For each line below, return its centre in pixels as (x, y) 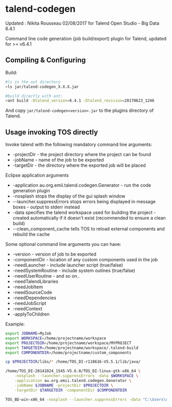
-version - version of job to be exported (54, 254)
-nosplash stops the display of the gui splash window (69, 196)
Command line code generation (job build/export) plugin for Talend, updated (86, 38)
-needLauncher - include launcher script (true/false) (68, 265)
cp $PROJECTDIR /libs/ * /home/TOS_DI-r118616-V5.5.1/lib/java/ (73, 362)
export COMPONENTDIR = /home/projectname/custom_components (68, 353)
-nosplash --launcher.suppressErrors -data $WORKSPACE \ (77, 376)
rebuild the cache (31, 235)
